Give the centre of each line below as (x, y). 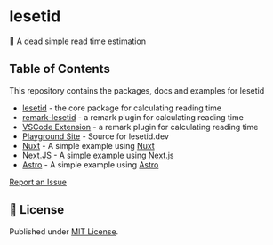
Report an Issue (38, 182)
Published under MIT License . (64, 231)
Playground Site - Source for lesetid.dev (95, 136)
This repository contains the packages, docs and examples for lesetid (137, 90)
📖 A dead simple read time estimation (78, 41)
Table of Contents (60, 69)
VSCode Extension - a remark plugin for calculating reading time (140, 127)
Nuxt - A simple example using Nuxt (88, 145)
